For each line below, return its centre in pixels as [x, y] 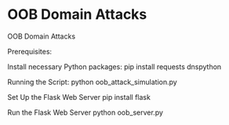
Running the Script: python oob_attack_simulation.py [92, 82]
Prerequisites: [30, 51]
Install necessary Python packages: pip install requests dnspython [114, 66]
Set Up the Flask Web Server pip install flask [79, 97]
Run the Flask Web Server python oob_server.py [85, 112]
